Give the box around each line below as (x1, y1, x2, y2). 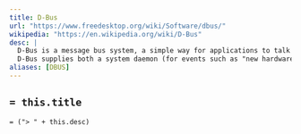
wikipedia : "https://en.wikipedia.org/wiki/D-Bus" (9, 29, 202, 38)
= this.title (9, 96, 82, 109)
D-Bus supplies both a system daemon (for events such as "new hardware (17, 54, 295, 63)
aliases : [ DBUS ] (9, 63, 70, 72)
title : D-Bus (9, 13, 58, 22)
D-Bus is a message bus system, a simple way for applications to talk (17, 46, 291, 55)
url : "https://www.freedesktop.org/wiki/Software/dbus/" (9, 21, 227, 30)
